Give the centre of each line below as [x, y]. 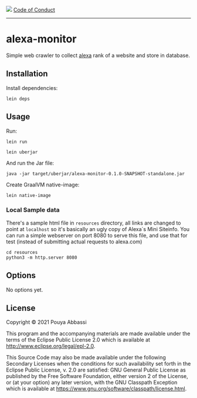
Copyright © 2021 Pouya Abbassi [46, 322]
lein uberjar [22, 152]
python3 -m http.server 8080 [42, 257]
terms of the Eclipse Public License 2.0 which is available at [78, 340]
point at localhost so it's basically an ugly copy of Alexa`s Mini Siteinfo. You [98, 229]
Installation [27, 74]
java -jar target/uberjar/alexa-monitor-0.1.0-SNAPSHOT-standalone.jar [95, 173]
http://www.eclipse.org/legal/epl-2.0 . [51, 346]
